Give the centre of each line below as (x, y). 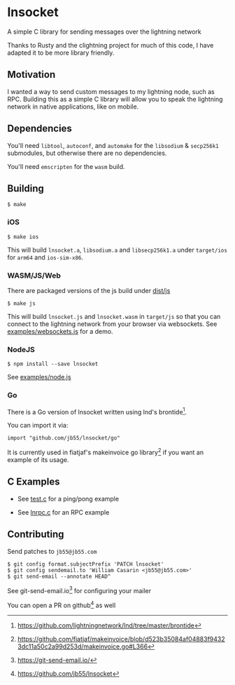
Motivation (31, 75)
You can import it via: (38, 426)
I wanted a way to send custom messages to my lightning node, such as (111, 91)
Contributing (36, 535)
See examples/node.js (39, 377)
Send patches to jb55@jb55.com (52, 551)
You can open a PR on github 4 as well (62, 605)
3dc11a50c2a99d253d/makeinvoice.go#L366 (83, 646)
